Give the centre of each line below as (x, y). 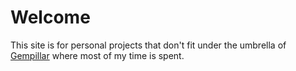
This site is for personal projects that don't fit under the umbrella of (148, 45)
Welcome (50, 17)
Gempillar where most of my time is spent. (97, 55)
